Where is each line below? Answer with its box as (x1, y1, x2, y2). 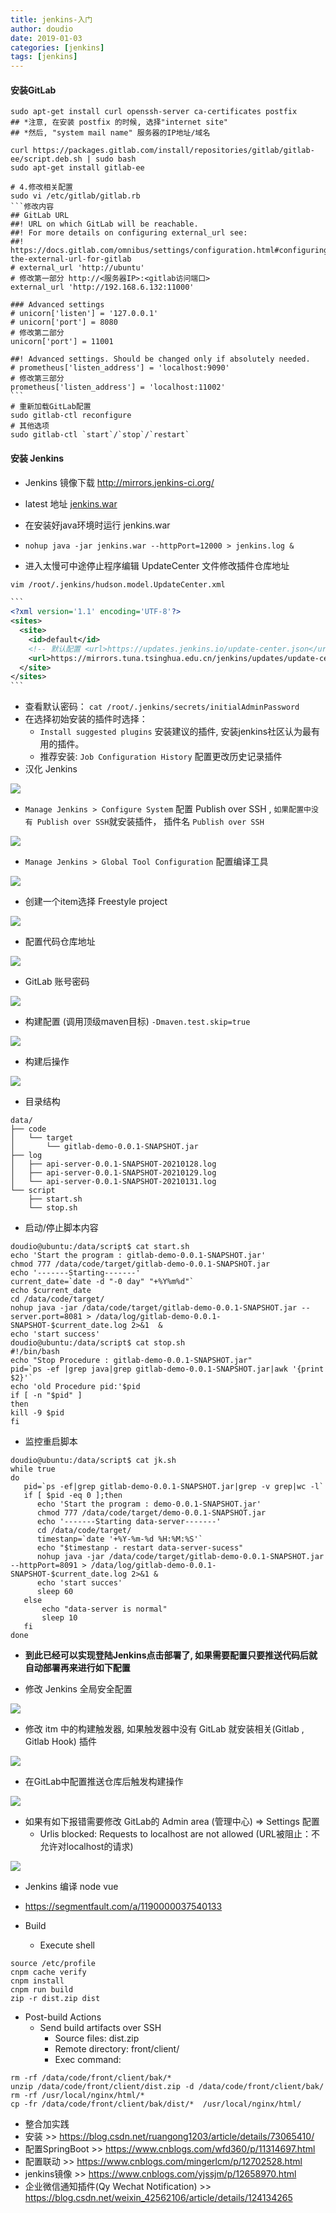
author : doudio (10, 24, 74, 34)
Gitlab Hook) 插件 (24, 1736, 97, 1748)
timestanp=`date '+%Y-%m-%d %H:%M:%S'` (36, 1534, 203, 1545)
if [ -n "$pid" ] (10, 1391, 83, 1401)
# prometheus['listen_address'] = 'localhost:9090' (10, 363, 230, 373)
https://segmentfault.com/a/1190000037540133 (24, 1901, 223, 1913)
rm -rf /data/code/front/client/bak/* (10, 2073, 172, 2083)
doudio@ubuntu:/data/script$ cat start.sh (10, 1242, 190, 1252)
